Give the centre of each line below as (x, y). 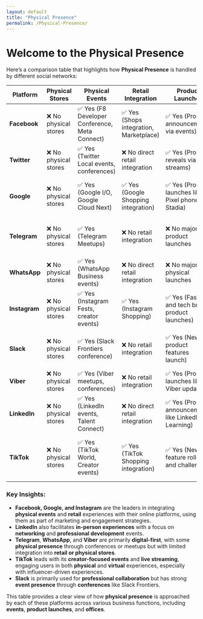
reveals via (181, 160)
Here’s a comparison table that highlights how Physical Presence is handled (101, 69)
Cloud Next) (95, 208)
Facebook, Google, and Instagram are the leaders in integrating (95, 507)
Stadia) (176, 208)
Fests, (86, 309)
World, (87, 458)
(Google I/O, (95, 193)
